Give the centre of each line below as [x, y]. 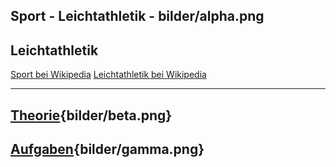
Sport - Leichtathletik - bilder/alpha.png [137, 16]
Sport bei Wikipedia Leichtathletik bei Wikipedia [108, 75]
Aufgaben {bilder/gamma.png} [107, 149]
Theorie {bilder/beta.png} [91, 115]
